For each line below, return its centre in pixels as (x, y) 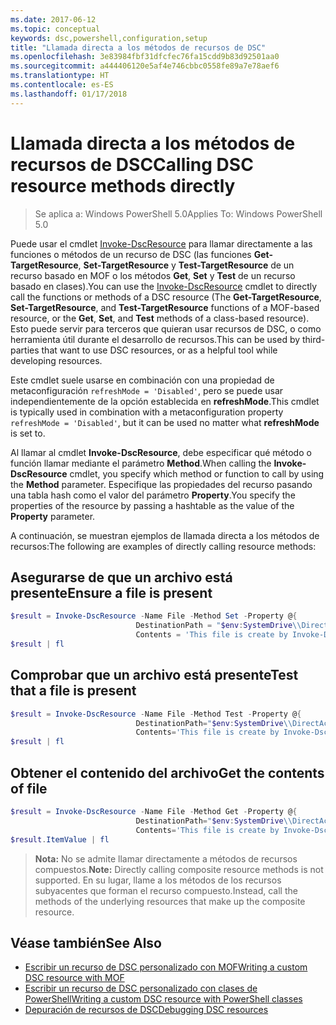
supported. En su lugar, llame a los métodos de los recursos (158, 880)
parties (25, 350)
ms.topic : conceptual (55, 29)
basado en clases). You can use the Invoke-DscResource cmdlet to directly (164, 286)
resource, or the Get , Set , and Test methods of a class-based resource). (160, 318)
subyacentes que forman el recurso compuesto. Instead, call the (166, 890)
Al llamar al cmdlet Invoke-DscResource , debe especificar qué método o (161, 452)
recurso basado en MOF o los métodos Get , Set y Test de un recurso (153, 275)
